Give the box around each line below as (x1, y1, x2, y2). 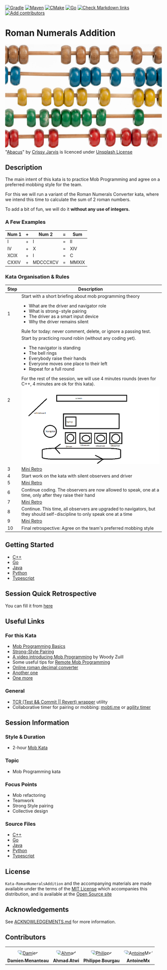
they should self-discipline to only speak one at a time (21, 511, 133, 517)
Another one (12, 670, 38, 676)
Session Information (5, 719, 70, 727)
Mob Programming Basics (12, 643, 66, 649)
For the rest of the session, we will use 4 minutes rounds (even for (21, 376, 157, 382)
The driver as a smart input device (29, 313, 99, 319)
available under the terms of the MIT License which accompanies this (5, 886, 148, 891)
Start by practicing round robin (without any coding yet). (21, 335, 137, 341)
